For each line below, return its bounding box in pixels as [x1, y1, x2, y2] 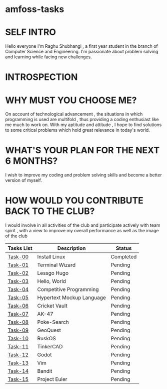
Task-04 [7, 286, 29, 293]
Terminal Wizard [37, 261, 76, 268]
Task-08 [7, 319, 29, 326]
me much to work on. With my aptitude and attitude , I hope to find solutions [5, 122, 162, 128]
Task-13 [7, 359, 29, 366]
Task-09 [7, 327, 29, 334]
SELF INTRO [5, 27, 56, 38]
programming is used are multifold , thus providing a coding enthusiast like [5, 117, 159, 123]
